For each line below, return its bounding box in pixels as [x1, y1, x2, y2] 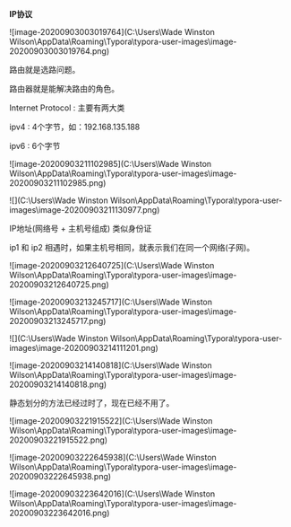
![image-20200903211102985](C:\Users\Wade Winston [9, 159, 212, 169]
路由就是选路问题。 [9, 65, 81, 75]
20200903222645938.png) [9, 471, 112, 481]
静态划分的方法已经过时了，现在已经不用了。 [9, 398, 175, 408]
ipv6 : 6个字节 [9, 141, 61, 151]
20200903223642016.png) [9, 507, 110, 518]
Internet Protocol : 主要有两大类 [9, 102, 125, 113]
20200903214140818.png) [9, 379, 107, 390]
